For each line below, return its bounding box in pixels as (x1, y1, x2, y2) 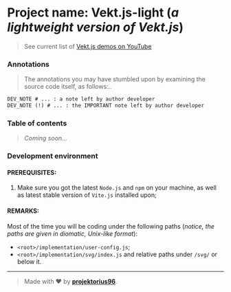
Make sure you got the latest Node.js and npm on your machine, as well (16, 184, 217, 192)
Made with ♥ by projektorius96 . (23, 277, 118, 285)
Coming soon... (23, 134, 67, 143)
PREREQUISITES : (7, 168, 57, 176)
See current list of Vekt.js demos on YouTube (23, 42, 152, 50)
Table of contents (7, 118, 67, 128)
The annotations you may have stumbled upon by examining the (23, 75, 206, 83)
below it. (16, 257, 42, 266)
